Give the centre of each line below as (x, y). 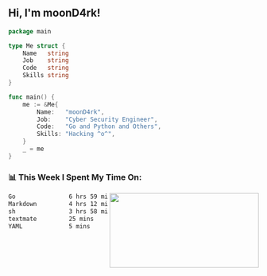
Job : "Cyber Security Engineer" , (97, 119)
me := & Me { (41, 104)
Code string (46, 68)
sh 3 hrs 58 (53, 211)
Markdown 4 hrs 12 (53, 204)
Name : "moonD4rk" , (71, 112)
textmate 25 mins (51, 219)
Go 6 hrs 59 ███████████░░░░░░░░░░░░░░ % (129, 197)
